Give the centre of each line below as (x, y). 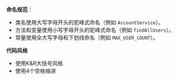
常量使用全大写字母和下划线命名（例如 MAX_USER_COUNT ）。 (87, 38)
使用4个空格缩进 (35, 71)
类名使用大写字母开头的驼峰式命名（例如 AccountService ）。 (89, 22)
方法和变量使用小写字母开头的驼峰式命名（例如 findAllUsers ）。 (95, 30)
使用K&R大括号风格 (39, 63)
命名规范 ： (20, 9)
